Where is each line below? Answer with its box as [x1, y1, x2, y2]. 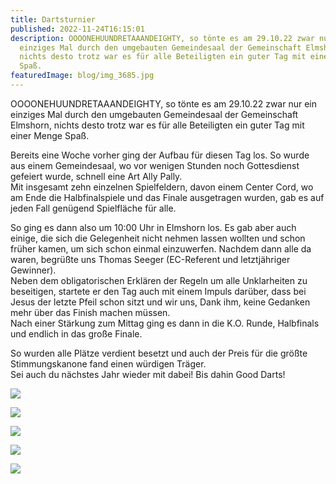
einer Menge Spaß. [10, 129, 90, 141]
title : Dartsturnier [10, 14, 97, 25]
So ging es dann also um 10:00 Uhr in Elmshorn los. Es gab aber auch [10, 221, 297, 233]
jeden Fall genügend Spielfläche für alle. [10, 202, 177, 214]
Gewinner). [10, 264, 57, 276]
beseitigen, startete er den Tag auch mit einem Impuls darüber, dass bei [10, 285, 307, 297]
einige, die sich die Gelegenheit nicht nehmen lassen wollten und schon [10, 232, 306, 244]
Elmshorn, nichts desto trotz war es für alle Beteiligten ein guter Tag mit [10, 119, 305, 131]
